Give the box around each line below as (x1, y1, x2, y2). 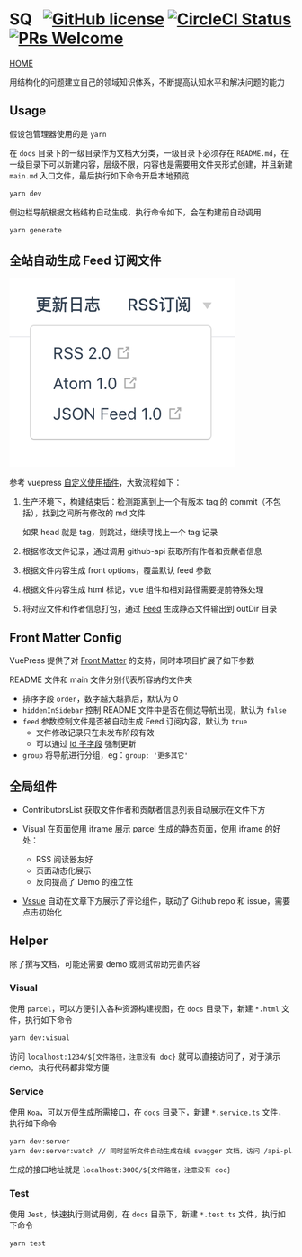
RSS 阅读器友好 (35, 853, 93, 864)
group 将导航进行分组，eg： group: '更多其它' (22, 750, 189, 761)
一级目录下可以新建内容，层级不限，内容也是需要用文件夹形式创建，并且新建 (9, 159, 293, 169)
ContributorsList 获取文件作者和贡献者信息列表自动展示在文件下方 (22, 804, 266, 815)
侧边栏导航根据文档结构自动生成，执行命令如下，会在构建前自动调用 (9, 206, 262, 217)
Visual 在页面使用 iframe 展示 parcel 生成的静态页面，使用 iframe (22, 823, 263, 833)
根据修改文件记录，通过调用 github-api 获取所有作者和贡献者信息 (22, 546, 262, 557)
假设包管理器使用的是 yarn (9, 128, 107, 139)
